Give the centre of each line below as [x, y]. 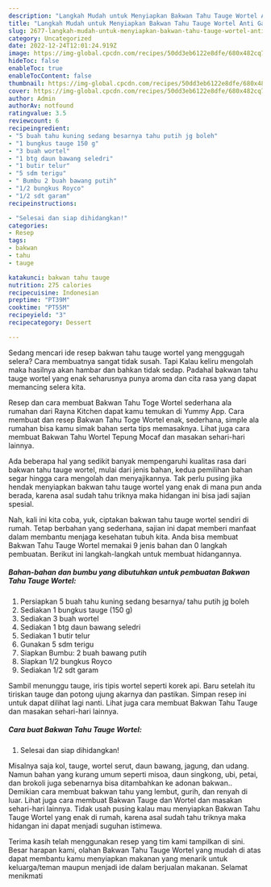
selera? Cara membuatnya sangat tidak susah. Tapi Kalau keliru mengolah [131, 361]
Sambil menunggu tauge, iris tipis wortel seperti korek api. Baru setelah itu [132, 685]
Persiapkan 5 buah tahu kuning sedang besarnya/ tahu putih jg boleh [135, 601]
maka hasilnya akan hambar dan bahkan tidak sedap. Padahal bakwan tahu [133, 370]
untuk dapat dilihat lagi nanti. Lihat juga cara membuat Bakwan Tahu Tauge [133, 702]
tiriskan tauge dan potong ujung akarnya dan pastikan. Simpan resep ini [128, 694]
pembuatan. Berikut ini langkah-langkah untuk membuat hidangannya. [125, 554]
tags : [17, 241]
